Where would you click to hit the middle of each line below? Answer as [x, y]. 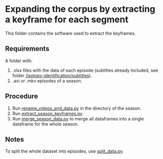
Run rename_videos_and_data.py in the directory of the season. [77, 108]
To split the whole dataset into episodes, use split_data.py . [64, 151]
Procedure [22, 97]
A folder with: [19, 61]
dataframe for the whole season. [45, 124]
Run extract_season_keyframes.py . [48, 113]
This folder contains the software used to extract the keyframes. [70, 33]
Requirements [27, 49]
